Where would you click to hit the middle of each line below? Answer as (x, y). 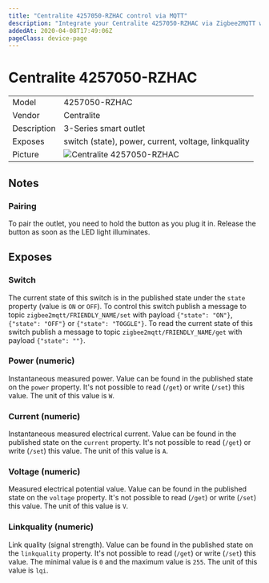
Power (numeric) (42, 361)
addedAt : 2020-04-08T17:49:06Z (60, 31)
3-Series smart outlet (104, 128)
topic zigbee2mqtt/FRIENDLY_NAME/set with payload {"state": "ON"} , (120, 315)
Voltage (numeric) (44, 472)
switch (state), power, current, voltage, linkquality (157, 141)
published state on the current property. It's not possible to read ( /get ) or (130, 442)
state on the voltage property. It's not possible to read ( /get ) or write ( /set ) (132, 498)
